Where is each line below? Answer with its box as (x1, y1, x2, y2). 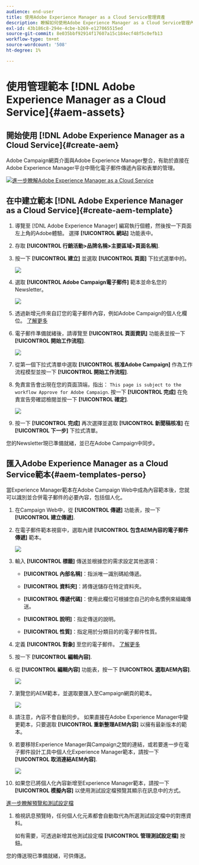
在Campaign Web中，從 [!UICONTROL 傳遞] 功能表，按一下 (14, 506, 161, 514)
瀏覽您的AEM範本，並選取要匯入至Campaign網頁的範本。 (14, 690, 155, 697)
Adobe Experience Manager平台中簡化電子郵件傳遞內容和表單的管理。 (6, 164, 179, 171)
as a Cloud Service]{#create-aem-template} (6, 205, 174, 216)
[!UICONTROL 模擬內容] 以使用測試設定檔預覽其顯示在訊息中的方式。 (14, 787, 184, 794)
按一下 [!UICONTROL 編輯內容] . (14, 654, 92, 661)
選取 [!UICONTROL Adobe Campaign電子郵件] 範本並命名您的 (14, 278, 167, 286)
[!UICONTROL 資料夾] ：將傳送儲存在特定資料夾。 (23, 583, 145, 590)
